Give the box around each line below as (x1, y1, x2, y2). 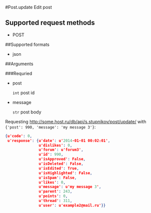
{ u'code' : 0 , (5, 133, 32, 138)
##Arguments (5, 61, 33, 67)
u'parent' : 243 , (38, 189, 72, 194)
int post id (12, 90, 35, 96)
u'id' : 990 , (38, 152, 64, 157)
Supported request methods (5, 18, 95, 27)
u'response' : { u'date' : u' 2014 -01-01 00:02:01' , (7, 138, 111, 143)
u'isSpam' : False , (38, 175, 77, 180)
